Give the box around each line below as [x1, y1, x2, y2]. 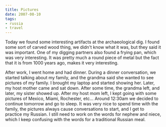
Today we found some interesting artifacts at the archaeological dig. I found [5, 39, 160, 45]
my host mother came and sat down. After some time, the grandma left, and [5, 85, 160, 91]
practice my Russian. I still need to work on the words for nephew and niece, [5, 111, 162, 117]
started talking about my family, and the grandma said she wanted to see [5, 75, 154, 81]
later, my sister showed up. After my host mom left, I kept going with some [5, 91, 157, 96]
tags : [5, 16, 16, 21]
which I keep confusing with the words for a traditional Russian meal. [5, 117, 146, 123]
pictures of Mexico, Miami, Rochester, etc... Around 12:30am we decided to [5, 95, 159, 101]
